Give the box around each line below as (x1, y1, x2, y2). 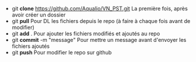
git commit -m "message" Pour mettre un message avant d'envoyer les (11, 37, 186, 43)
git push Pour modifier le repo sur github (11, 49, 112, 56)
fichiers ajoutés (11, 43, 50, 50)
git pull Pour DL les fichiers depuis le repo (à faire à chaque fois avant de (11, 18, 191, 24)
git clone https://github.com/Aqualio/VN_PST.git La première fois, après (11, 5, 188, 12)
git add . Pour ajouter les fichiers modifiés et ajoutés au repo (11, 30, 160, 37)
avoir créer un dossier (11, 11, 66, 18)
